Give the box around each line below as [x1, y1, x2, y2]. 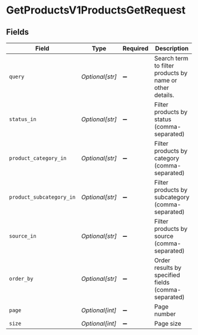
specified [154, 271, 180, 279]
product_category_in [9, 155, 67, 162]
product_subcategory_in [9, 194, 76, 200]
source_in [9, 233, 37, 239]
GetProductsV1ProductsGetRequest [6, 4, 186, 17]
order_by [9, 276, 34, 282]
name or [154, 76, 177, 84]
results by [154, 264, 181, 272]
